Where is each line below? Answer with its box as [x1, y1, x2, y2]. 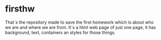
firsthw [5, 3, 35, 14]
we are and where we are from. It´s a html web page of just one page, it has [5, 24, 156, 30]
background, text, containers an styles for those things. [5, 29, 116, 35]
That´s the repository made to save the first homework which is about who [5, 19, 154, 25]
